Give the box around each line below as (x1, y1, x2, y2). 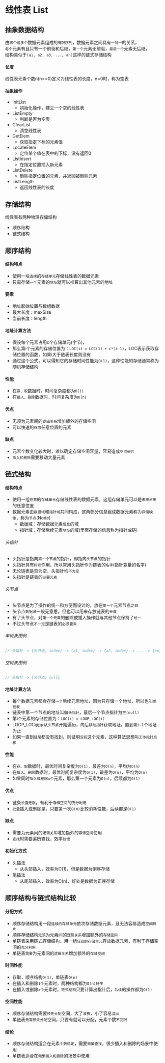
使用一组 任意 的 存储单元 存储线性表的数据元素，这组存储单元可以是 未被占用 (12, 496, 157, 502)
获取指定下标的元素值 (19, 139, 63, 145)
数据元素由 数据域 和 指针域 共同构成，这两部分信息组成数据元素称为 (12, 509, 142, 515)
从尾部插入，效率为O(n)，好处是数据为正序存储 (19, 878, 115, 884)
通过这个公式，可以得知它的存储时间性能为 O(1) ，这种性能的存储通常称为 (12, 358, 159, 364)
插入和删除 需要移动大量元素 (12, 454, 65, 460)
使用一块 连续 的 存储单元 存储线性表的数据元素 (12, 273, 99, 279)
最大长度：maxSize (12, 309, 52, 315)
